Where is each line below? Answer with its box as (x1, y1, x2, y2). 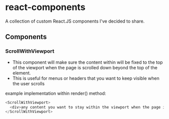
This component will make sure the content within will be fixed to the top (12, 59, 163, 65)
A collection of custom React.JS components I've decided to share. (5, 18, 145, 24)
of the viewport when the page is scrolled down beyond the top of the (12, 64, 157, 70)
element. (12, 70, 31, 76)
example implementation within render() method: (5, 90, 107, 96)
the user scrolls (12, 80, 45, 86)
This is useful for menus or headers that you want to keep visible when (12, 75, 160, 81)
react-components (5, 2, 86, 13)
